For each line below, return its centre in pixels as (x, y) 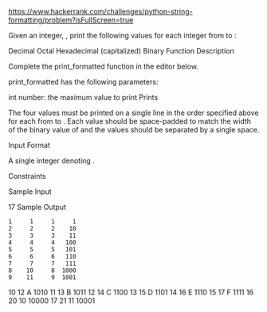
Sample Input (30, 192)
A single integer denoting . (52, 160)
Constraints (27, 176)
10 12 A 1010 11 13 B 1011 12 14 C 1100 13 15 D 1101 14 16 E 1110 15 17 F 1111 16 (131, 292)
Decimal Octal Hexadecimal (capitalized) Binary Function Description (122, 51)
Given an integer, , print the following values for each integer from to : (122, 36)
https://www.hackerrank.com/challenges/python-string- (100, 12)
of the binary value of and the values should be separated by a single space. (134, 130)
